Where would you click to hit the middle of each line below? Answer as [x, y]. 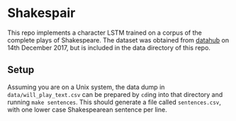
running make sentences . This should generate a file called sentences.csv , [114, 102]
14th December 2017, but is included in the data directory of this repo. [109, 47]
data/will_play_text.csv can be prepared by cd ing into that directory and [115, 94]
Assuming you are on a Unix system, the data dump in [86, 87]
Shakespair [41, 13]
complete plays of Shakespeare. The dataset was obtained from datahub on [118, 40]
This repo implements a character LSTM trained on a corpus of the [105, 33]
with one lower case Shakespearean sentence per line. [88, 109]
